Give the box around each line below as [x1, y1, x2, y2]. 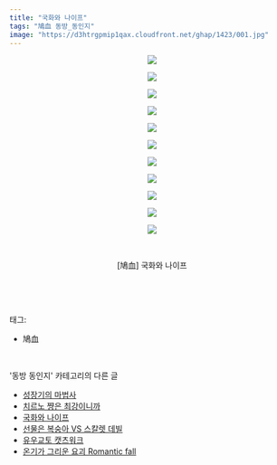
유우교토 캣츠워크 [22, 435, 84, 446]
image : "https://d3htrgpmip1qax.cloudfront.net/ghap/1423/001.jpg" [9, 30, 270, 39]
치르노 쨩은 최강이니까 [22, 401, 101, 412]
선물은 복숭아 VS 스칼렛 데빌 [22, 423, 123, 434]
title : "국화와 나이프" [9, 13, 88, 23]
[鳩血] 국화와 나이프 [117, 260, 187, 271]
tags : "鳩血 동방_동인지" [9, 22, 95, 31]
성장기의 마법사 [22, 390, 77, 401]
